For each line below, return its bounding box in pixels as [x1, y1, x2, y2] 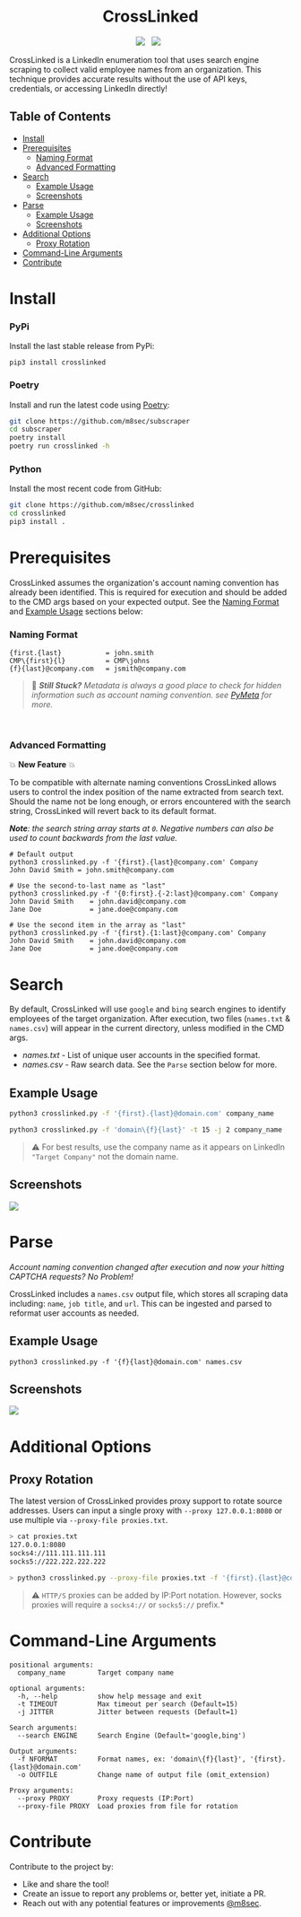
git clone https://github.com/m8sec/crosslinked [9, 501, 194, 510]
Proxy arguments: [9, 1786, 74, 1795]
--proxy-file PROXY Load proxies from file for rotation [17, 1801, 239, 1810]
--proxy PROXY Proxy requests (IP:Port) [17, 1793, 194, 1803]
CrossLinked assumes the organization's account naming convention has [9, 577, 279, 588]
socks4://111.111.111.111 [9, 1549, 106, 1558]
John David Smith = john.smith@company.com [9, 866, 175, 875]
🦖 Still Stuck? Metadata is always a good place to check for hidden [30, 680, 282, 691]
